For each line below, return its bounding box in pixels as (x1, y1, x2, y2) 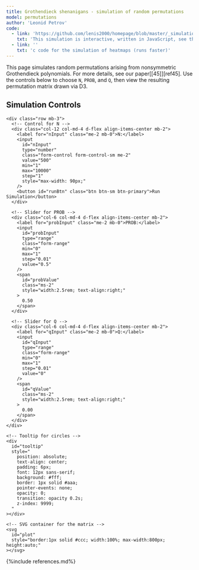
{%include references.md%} (6, 558, 76, 565)
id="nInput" (21, 141, 52, 147)
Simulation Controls (6, 100, 81, 110)
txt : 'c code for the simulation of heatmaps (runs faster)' (17, 48, 171, 53)
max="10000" (21, 168, 52, 174)
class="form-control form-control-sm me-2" (21, 152, 131, 158)
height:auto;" (6, 542, 41, 548)
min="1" (21, 162, 41, 168)
